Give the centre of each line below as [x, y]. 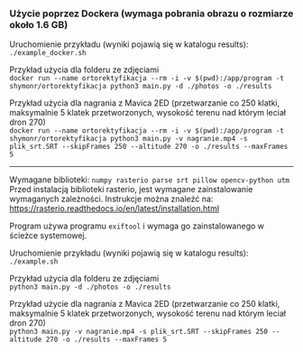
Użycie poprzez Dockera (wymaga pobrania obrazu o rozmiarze [151, 14]
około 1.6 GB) [39, 24]
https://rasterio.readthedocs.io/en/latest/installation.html [114, 208]
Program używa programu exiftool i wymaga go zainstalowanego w [137, 226]
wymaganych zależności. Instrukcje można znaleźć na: [111, 199]
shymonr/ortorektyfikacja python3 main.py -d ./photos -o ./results [141, 87]
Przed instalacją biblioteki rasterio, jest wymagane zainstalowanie [131, 190]
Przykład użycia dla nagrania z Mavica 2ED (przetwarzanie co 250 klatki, [145, 103]
